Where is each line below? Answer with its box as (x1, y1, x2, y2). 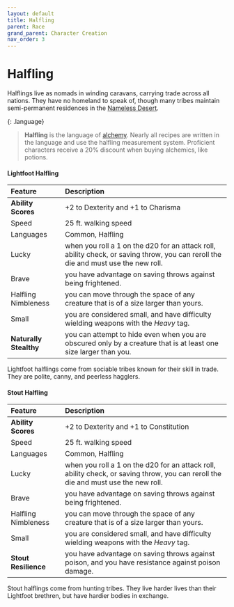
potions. (24, 153, 48, 161)
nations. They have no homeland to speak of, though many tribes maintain (7, 97, 220, 105)
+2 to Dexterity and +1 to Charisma (65, 203, 181, 212)
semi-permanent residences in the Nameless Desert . (7, 104, 159, 112)
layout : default (7, 10, 54, 17)
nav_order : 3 (7, 36, 45, 43)
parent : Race (7, 23, 45, 30)
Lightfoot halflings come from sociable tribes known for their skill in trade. (7, 365, 219, 373)
